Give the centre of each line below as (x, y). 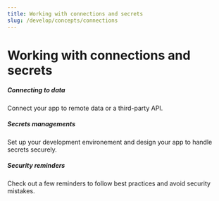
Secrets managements (42, 124)
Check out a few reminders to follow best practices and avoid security (109, 183)
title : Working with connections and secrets (75, 14)
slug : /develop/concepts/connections (63, 20)
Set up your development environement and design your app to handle (110, 142)
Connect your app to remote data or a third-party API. (85, 108)
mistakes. (21, 190)
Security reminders (36, 166)
